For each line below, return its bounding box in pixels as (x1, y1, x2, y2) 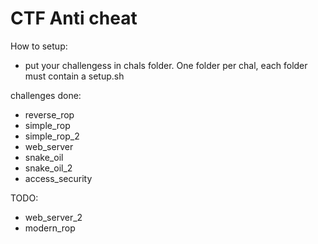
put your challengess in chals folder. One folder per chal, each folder (24, 59, 308, 71)
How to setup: (10, 40, 68, 52)
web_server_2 (24, 211, 83, 223)
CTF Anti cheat (10, 7, 138, 30)
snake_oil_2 (24, 162, 73, 174)
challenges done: (10, 89, 82, 101)
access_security (24, 172, 93, 184)
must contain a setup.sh (24, 70, 125, 82)
